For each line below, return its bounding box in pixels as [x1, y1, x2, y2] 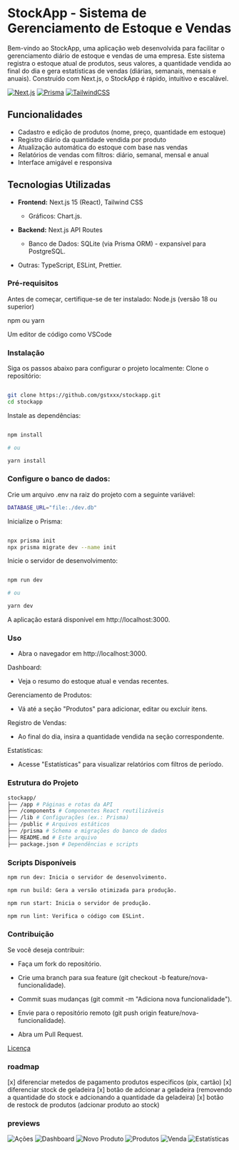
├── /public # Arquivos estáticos [7, 821, 111, 828]
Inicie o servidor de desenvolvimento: [7, 556, 118, 565]
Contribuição [7, 929, 54, 939]
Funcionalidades [7, 109, 83, 121]
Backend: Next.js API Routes [17, 225, 103, 234]
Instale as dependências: [7, 411, 81, 419]
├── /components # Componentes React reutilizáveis [7, 807, 164, 815]
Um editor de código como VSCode [7, 330, 112, 339]
